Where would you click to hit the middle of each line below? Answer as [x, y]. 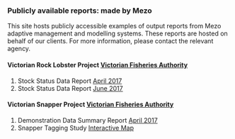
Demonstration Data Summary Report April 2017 [87, 120]
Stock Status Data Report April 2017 [70, 81]
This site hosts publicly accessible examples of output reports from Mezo [114, 26]
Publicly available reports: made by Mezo [80, 11]
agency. [19, 49]
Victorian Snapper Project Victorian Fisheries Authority [91, 104]
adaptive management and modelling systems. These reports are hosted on [117, 33]
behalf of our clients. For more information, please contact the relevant [110, 41]
